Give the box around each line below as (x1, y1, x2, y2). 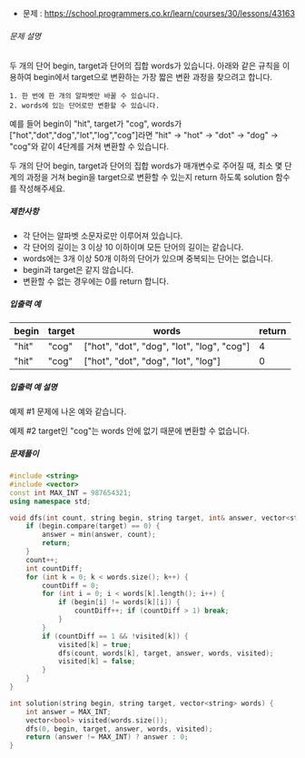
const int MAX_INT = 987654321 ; (9, 488, 132, 498)
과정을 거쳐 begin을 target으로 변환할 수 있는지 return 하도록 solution (25, 172, 274, 183)
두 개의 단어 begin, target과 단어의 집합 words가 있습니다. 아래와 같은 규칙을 (9, 60, 280, 71)
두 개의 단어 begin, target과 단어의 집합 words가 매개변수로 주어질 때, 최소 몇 (9, 160, 283, 171)
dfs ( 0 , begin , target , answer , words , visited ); (25, 724, 213, 733)
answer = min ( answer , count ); (42, 531, 156, 540)
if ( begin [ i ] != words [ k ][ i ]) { (57, 598, 181, 607)
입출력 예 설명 (9, 381, 57, 392)
